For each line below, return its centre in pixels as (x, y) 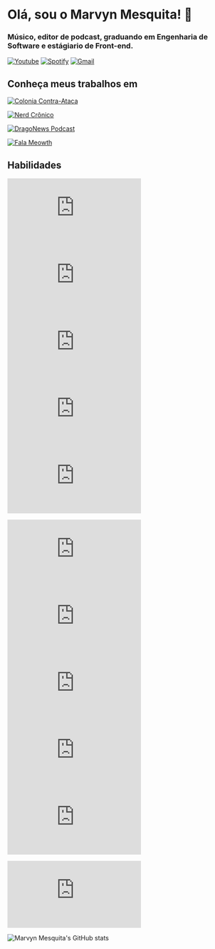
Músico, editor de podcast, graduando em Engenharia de (108, 37)
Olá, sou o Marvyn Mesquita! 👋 (100, 15)
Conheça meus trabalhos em (73, 84)
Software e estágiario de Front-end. (70, 46)
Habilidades (35, 165)
